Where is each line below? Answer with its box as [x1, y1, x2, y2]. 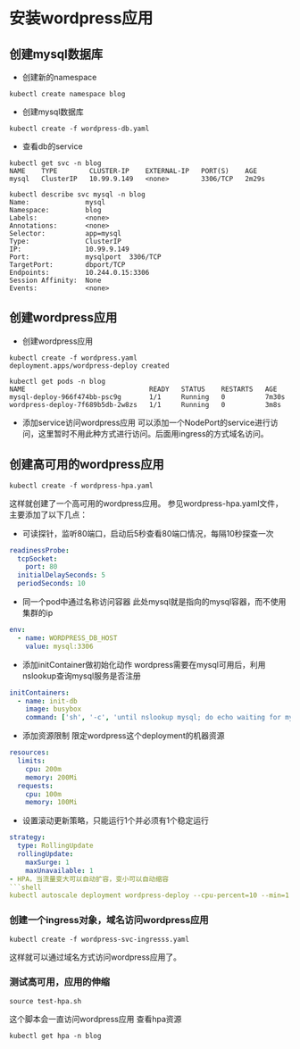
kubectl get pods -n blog [9, 377, 105, 386]
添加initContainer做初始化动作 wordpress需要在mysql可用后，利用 [21, 659, 266, 670]
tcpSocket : [17, 554, 58, 563]
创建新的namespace [21, 72, 97, 82]
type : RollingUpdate [17, 841, 94, 851]
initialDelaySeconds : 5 [17, 570, 105, 580]
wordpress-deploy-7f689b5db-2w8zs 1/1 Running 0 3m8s [9, 400, 281, 409]
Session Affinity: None [9, 276, 102, 285]
